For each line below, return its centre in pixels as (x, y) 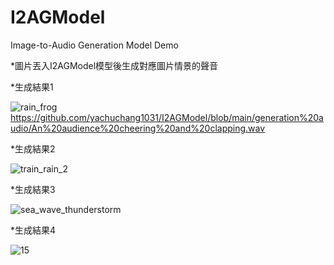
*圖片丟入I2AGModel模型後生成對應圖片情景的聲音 (114, 65)
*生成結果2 (33, 148)
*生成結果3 (33, 189)
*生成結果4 (33, 230)
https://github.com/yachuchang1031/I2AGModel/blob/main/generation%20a (167, 117)
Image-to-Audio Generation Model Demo (94, 45)
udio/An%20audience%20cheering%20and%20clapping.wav (138, 128)
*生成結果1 (32, 87)
